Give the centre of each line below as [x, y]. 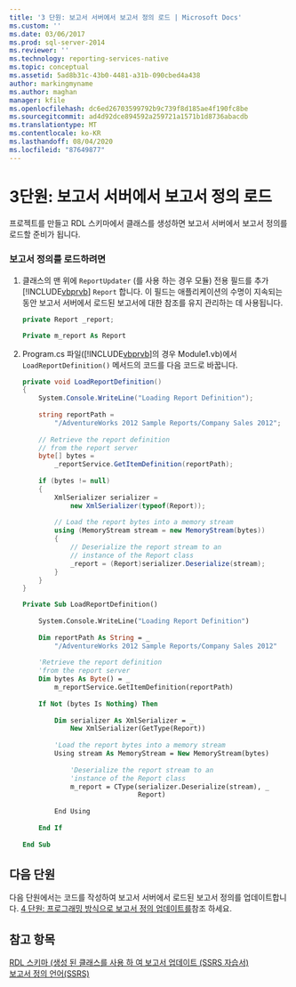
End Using [72, 812]
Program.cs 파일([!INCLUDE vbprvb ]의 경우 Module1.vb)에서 [129, 353]
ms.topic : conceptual [49, 68]
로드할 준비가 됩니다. [45, 234]
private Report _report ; [68, 320]
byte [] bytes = [67, 456]
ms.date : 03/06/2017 [48, 34]
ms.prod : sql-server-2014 [57, 42]
